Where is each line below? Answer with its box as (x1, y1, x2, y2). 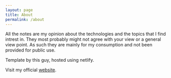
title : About (5, 12, 33, 17)
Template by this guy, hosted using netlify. (5, 57, 94, 63)
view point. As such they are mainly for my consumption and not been (5, 42, 153, 48)
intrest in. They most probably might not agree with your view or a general (5, 36, 161, 42)
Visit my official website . (5, 67, 57, 73)
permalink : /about (5, 17, 44, 22)
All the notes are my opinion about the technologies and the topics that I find (5, 31, 166, 37)
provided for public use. (5, 47, 56, 54)
